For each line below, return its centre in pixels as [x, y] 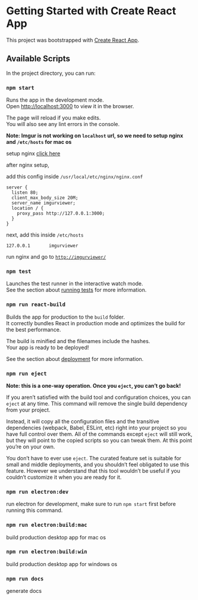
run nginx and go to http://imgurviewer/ [56, 257]
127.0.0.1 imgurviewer [42, 246]
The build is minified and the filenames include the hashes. [78, 341]
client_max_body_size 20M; [45, 198]
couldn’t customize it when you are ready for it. [64, 477]
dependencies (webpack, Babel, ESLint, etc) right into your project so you [97, 428]
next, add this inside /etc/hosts [45, 235]
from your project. [28, 410]
